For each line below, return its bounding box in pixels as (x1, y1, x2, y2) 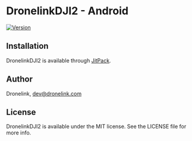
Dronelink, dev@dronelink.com (6, 90, 82, 97)
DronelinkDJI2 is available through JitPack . (6, 57, 111, 64)
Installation (6, 41, 49, 51)
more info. (6, 129, 32, 136)
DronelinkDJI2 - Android (6, 4, 129, 18)
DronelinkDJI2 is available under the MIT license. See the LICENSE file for (6, 123, 187, 130)
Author (6, 74, 33, 84)
